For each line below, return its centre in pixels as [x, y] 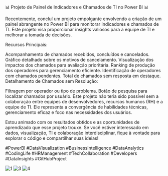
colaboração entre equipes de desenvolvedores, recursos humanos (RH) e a [84, 102]
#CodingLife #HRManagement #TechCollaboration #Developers [71, 153]
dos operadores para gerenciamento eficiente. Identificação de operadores [83, 70]
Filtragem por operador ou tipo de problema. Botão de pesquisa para [76, 91]
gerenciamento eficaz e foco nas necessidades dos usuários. [69, 112]
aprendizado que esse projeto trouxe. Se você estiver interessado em [77, 127]
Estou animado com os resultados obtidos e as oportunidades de [72, 122]
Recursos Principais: [26, 45]
